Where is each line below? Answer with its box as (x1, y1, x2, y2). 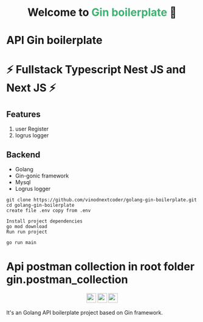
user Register (15, 125, 49, 133)
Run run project (6, 229, 47, 235)
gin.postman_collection (6, 273, 128, 287)
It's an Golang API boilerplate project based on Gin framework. (6, 309, 163, 317)
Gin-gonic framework (15, 172, 69, 179)
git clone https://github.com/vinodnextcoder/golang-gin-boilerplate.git (6, 197, 198, 203)
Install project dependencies (6, 218, 83, 224)
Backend (6, 149, 41, 160)
